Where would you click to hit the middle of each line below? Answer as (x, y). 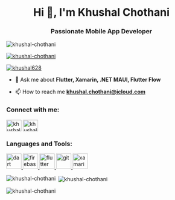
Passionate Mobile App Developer (101, 32)
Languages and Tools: (39, 144)
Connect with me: (33, 110)
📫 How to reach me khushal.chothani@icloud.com (80, 92)
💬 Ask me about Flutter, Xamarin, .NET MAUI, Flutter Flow (88, 80)
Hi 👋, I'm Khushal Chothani (101, 12)
